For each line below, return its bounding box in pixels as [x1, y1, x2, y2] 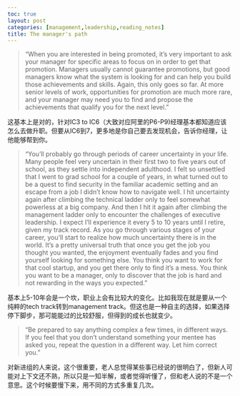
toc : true [7, 10, 37, 18]
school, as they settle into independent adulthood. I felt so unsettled [24, 165, 226, 173]
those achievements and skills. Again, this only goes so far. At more [24, 80, 224, 89]
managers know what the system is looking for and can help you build [24, 73, 231, 81]
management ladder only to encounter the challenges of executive [24, 210, 221, 219]
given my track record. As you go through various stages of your [24, 225, 216, 234]
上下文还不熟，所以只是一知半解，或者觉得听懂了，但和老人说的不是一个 [19, 372, 233, 380]
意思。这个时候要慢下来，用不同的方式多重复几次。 [7, 381, 158, 390]
